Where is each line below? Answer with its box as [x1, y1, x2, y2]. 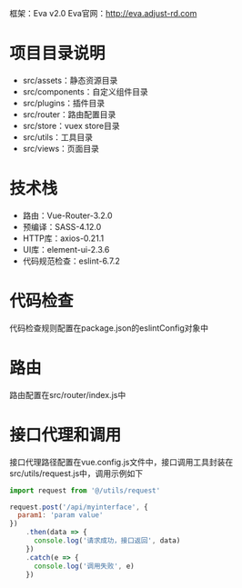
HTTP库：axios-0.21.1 [22, 233, 105, 244]
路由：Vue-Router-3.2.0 [22, 210, 113, 221]
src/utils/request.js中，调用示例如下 [9, 467, 144, 479]
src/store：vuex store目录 [22, 120, 120, 131]
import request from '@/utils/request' [9, 485, 161, 495]
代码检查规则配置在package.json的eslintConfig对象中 [9, 322, 209, 334]
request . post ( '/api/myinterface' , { [9, 503, 148, 512]
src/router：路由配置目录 [22, 108, 116, 120]
